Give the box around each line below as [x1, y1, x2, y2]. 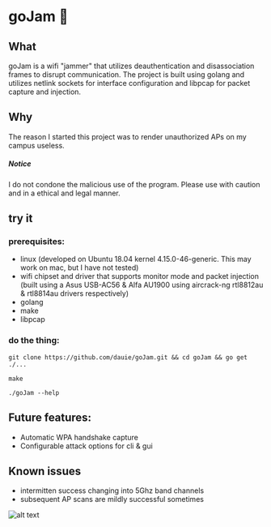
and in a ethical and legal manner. [8, 188, 121, 198]
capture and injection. [8, 87, 82, 96]
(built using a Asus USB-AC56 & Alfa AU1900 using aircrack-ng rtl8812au [19, 280, 264, 290]
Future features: [8, 411, 91, 425]
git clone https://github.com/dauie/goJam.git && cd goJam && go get [8, 353, 248, 362]
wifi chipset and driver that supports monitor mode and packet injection [19, 272, 259, 281]
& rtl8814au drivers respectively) [19, 289, 129, 298]
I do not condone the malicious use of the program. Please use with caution [8, 179, 260, 189]
